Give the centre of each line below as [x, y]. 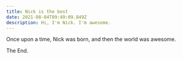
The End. [17, 51]
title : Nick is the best [37, 12]
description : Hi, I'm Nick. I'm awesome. [59, 22]
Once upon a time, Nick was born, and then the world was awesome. [91, 40]
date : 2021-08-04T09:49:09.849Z [46, 17]
